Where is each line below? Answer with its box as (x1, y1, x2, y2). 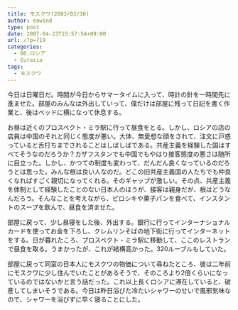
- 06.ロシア (13, 50, 46, 57)
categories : (7, 43, 43, 50)
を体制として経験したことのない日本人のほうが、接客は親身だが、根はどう (7, 185, 225, 194)
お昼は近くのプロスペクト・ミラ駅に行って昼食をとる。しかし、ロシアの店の (7, 123, 231, 131)
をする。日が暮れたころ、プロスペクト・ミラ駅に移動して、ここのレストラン (7, 236, 231, 244)
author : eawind (7, 17, 53, 24)
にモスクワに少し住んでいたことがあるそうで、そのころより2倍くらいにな (7, 268, 222, 277)
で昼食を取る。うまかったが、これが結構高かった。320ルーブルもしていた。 (7, 244, 230, 253)
